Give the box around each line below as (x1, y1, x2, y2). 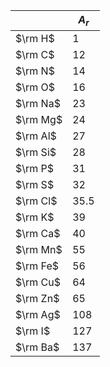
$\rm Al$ (15, 129, 57, 143)
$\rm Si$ (15, 145, 57, 159)
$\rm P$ (15, 162, 55, 176)
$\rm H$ (15, 32, 55, 46)
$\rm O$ (15, 80, 56, 94)
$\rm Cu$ (15, 275, 62, 289)
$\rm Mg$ (15, 113, 63, 127)
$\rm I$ (15, 324, 51, 338)
